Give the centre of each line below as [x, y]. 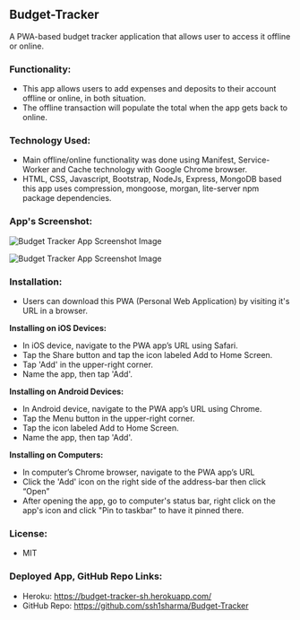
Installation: [36, 282]
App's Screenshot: [51, 222]
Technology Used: [50, 141]
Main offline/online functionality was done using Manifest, [129, 160]
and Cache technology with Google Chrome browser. [150, 170]
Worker [36, 170]
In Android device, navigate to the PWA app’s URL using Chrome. [142, 409]
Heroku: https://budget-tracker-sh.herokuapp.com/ [117, 596]
